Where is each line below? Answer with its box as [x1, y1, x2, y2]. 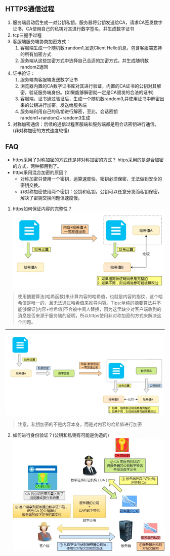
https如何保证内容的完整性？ [12, 206, 72, 212]
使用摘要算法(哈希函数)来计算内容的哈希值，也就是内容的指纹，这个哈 [17, 293, 163, 299]
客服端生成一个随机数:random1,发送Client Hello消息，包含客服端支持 [20, 45, 162, 51]
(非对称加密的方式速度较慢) [12, 127, 70, 133]
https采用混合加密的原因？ [12, 169, 68, 175]
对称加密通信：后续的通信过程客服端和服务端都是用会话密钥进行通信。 [12, 121, 159, 127]
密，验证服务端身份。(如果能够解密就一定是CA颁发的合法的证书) [20, 89, 154, 95]
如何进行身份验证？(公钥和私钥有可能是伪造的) [12, 432, 110, 438]
